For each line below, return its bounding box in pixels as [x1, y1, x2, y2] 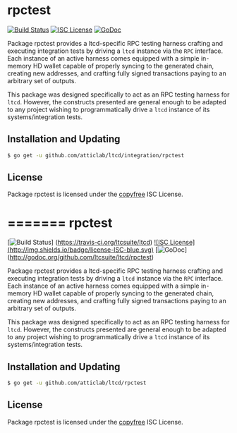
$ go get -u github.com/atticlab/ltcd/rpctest [7, 379, 147, 386]
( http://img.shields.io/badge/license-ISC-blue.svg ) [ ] [7, 245, 188, 254]
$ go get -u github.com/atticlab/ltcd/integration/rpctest [7, 152, 185, 159]
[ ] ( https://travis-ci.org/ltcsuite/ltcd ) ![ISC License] [7, 238, 195, 247]
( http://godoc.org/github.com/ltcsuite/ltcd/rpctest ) [7, 253, 154, 262]
